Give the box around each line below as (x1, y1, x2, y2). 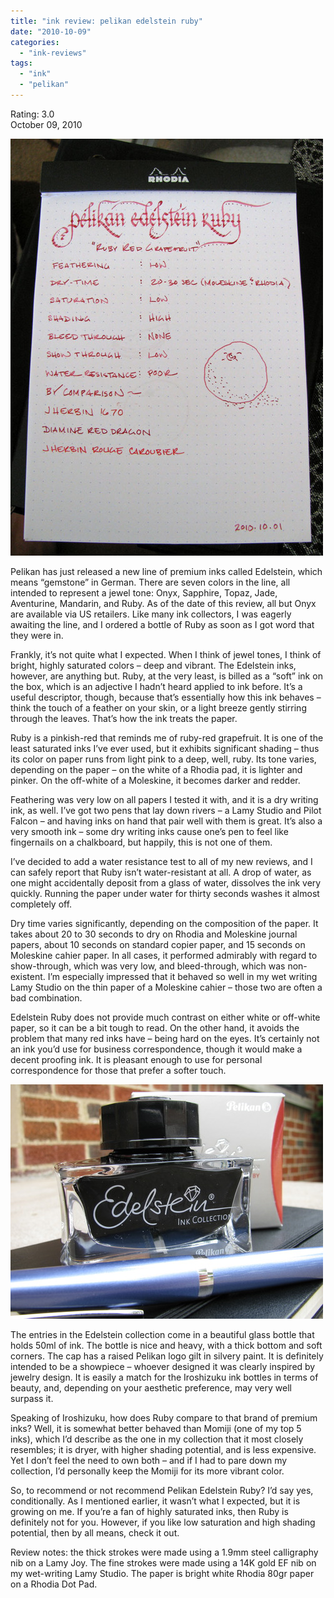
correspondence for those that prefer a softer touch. (10, 1064, 227, 1076)
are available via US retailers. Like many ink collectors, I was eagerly (10, 608, 292, 620)
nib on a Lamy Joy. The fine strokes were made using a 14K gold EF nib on (10, 1556, 317, 1569)
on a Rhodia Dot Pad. (10, 1578, 98, 1590)
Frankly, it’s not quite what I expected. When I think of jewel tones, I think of (10, 648, 322, 660)
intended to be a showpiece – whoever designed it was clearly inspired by (10, 1360, 316, 1372)
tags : (10, 58, 33, 69)
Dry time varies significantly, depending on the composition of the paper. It (10, 917, 319, 929)
